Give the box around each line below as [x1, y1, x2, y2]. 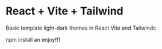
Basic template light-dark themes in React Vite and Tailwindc [5, 24, 157, 31]
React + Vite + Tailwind [5, 4, 124, 18]
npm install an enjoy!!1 [5, 36, 61, 43]
